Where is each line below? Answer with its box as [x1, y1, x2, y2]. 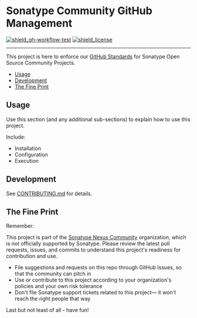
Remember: [6, 222, 34, 230]
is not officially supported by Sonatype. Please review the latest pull [6, 240, 170, 247]
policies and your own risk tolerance [14, 283, 103, 290]
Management [6, 16, 73, 30]
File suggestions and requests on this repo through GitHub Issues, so [14, 264, 182, 271]
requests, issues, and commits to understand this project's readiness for [6, 246, 181, 253]
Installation [14, 145, 42, 152]
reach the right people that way [14, 295, 91, 302]
